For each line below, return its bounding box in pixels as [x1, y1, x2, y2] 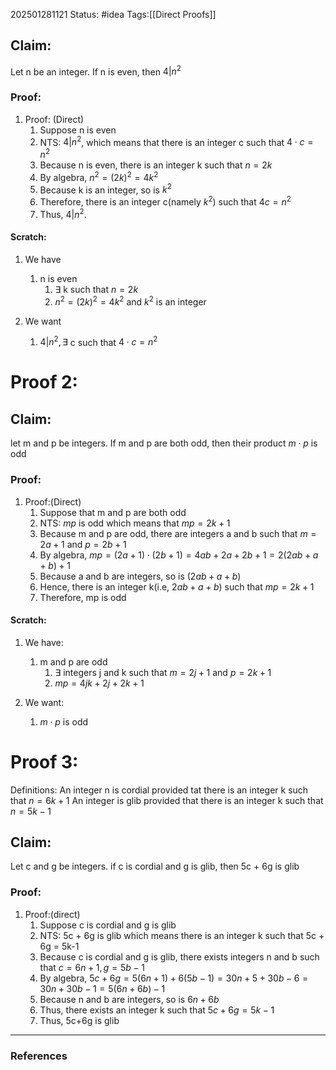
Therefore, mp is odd [39, 591, 127, 603]
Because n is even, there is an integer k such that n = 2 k [39, 159, 273, 171]
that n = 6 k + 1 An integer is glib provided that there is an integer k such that [10, 794, 324, 806]
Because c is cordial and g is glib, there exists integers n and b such [39, 950, 320, 963]
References [10, 1049, 68, 1063]
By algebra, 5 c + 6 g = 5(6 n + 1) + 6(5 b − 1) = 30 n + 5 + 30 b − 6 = [39, 972, 309, 984]
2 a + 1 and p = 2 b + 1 [39, 538, 127, 550]
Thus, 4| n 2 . [39, 207, 87, 220]
